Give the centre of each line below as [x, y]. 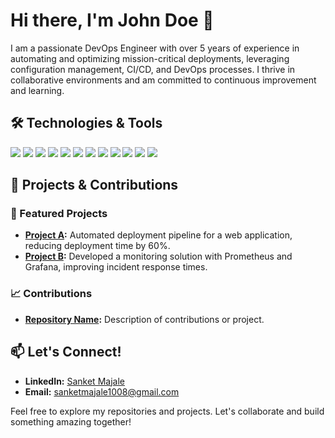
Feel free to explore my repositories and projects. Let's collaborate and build [167, 411]
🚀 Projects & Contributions [94, 185]
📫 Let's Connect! [66, 352]
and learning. [37, 90]
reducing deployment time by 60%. [97, 246]
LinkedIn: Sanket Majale [74, 381]
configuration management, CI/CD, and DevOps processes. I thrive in [153, 69]
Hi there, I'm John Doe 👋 [112, 20]
